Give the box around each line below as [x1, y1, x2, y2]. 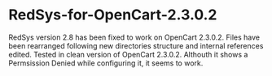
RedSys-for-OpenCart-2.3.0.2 [8, 6, 217, 24]
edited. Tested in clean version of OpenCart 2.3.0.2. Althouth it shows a [8, 49, 248, 59]
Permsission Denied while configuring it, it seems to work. [8, 58, 204, 68]
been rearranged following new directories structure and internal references [8, 40, 264, 50]
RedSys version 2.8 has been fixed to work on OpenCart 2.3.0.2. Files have [8, 32, 261, 42]
